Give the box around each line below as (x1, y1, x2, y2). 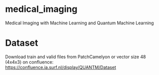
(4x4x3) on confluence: (5, 59, 54, 65)
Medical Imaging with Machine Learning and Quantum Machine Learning (5, 20, 154, 26)
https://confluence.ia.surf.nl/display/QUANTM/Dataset (5, 64, 116, 70)
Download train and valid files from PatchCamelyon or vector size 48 (5, 54, 146, 60)
